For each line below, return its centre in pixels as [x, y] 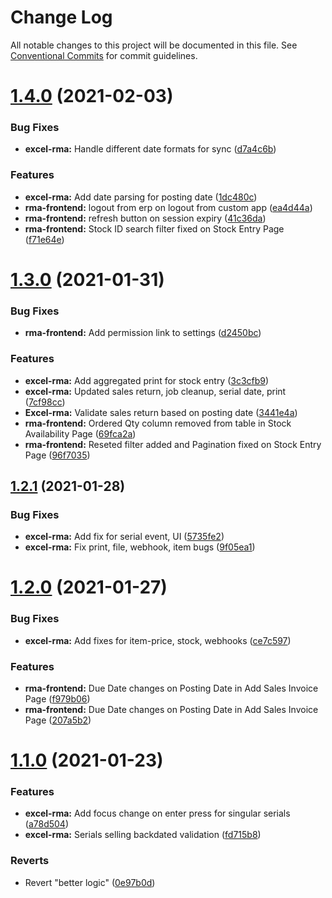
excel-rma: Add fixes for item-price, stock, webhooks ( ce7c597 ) [158, 640]
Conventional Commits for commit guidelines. [104, 55]
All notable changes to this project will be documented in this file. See [154, 45]
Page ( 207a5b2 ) [58, 720]
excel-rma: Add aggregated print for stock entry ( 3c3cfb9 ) [147, 380]
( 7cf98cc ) [45, 402]
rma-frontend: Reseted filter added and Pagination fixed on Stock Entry [173, 444]
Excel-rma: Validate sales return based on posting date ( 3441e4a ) [161, 412]
